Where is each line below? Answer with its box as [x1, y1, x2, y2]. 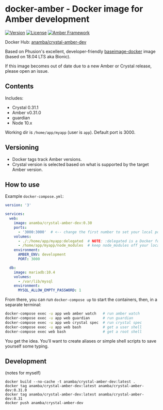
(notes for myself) [5, 370, 41, 376]
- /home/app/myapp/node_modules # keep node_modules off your [17, 243, 149, 248]
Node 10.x [12, 120, 33, 126]
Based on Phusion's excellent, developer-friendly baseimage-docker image [5, 48, 156, 54]
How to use [5, 180, 40, 189]
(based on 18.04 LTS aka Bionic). [5, 53, 71, 59]
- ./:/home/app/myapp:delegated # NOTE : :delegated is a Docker [17, 238, 153, 243]
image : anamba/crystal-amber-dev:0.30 [14, 221, 92, 225]
